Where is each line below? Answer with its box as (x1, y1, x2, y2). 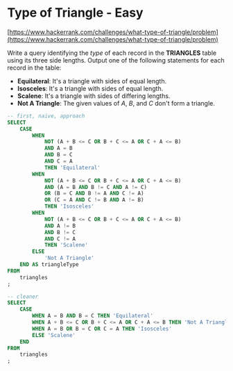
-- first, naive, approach (7, 113, 85, 119)
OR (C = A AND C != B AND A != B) (44, 197, 144, 204)
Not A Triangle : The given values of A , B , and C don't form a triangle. (17, 99, 215, 107)
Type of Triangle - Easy (7, 5, 144, 21)
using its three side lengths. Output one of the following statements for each (7, 56, 225, 64)
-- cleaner (7, 293, 39, 300)
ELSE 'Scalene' (32, 331, 76, 338)
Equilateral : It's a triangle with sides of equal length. (17, 76, 167, 85)
